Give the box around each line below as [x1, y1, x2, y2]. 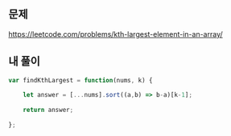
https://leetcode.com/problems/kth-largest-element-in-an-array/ [8, 29, 223, 38]
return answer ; [23, 106, 74, 114]
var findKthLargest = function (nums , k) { [8, 76, 153, 84]
